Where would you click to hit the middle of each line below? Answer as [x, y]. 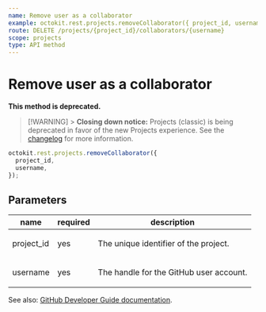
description [173, 222]
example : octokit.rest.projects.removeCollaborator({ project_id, [120, 23]
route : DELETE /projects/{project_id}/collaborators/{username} [116, 30]
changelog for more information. [80, 139]
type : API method [37, 45]
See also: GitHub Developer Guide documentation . [90, 300]
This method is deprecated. [55, 106]
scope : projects [35, 38]
